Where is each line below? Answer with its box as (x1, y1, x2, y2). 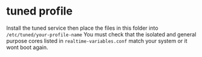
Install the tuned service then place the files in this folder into (6, 24, 158, 32)
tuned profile (6, 4, 73, 18)
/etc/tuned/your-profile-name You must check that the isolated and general (6, 30, 197, 38)
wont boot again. (6, 44, 48, 51)
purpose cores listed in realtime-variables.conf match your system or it (6, 37, 187, 44)
